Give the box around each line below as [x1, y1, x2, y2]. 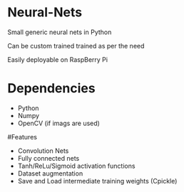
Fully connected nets [17, 154, 80, 162]
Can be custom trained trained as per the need [7, 41, 145, 50]
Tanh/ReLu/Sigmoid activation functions [17, 161, 136, 170]
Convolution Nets [17, 146, 69, 155]
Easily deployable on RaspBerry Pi [7, 55, 108, 64]
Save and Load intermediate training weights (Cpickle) [17, 176, 178, 185]
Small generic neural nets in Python [7, 28, 112, 36]
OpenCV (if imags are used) [17, 119, 100, 127]
